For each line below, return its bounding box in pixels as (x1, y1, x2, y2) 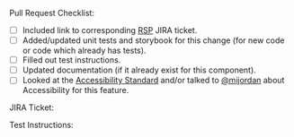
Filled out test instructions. (22, 55, 121, 65)
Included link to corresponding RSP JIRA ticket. (22, 25, 198, 35)
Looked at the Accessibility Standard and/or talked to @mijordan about (22, 75, 285, 86)
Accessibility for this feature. (22, 85, 129, 96)
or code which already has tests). (22, 45, 147, 56)
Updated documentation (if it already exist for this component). (22, 64, 256, 75)
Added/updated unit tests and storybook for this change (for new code (22, 35, 285, 46)
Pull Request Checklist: (9, 8, 94, 18)
